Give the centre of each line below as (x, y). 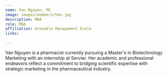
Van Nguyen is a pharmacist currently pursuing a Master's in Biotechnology (84, 52)
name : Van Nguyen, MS (28, 10)
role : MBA (16, 24)
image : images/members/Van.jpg (38, 15)
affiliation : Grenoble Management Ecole (49, 29)
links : (12, 33)
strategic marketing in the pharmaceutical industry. (58, 68)
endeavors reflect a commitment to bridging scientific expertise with (76, 63)
